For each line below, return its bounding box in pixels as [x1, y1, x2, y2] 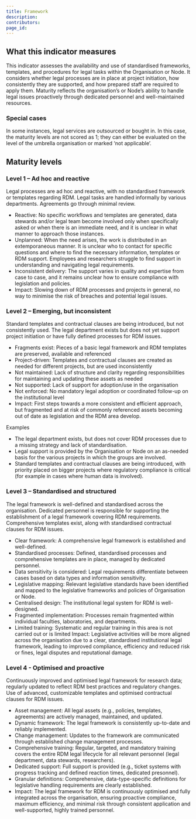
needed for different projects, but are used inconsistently [14, 363, 152, 370]
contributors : [6, 19, 41, 25]
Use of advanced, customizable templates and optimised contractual [6, 689, 172, 696]
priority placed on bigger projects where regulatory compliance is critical [14, 466, 191, 473]
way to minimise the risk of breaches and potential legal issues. [14, 292, 168, 299]
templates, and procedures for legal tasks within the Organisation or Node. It [6, 69, 191, 76]
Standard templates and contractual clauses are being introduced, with [14, 460, 186, 467]
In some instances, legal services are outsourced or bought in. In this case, [6, 127, 187, 135]
